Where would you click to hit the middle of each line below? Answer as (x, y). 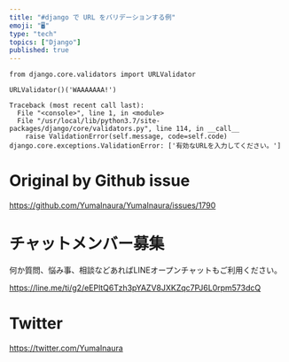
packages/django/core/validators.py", (81, 129)
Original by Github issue (100, 181)
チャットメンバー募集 (87, 244)
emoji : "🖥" (30, 26)
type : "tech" (33, 34)
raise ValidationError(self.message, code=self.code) (126, 137)
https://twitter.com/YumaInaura (66, 348)
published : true (39, 50)
